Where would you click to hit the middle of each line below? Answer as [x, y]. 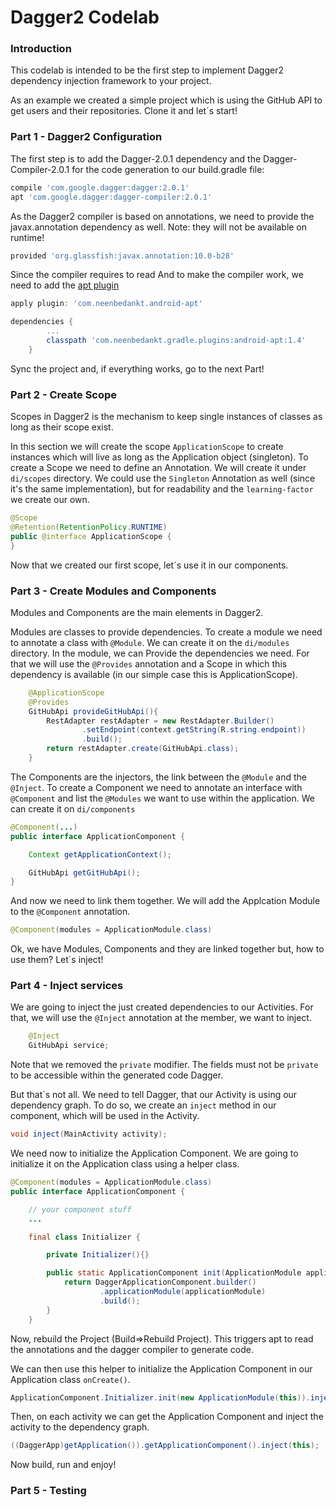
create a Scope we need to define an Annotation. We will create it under [158, 468]
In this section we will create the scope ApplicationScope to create [147, 447]
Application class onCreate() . [70, 1379]
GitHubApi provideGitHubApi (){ [93, 711]
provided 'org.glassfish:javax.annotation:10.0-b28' [122, 256]
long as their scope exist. [62, 427]
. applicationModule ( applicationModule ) [183, 1292]
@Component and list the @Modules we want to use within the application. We [162, 798]
